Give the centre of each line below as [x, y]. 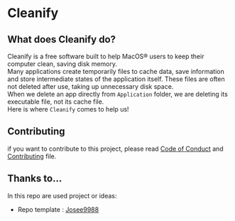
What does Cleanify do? [61, 39]
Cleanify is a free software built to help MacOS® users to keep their [106, 56]
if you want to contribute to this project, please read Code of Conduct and [115, 149]
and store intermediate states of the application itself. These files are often [116, 79]
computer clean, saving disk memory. [62, 64]
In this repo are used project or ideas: [62, 195]
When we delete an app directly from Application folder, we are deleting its [118, 94]
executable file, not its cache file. [56, 102]
